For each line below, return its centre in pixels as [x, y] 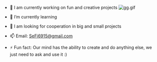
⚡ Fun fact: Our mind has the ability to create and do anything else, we [81, 47]
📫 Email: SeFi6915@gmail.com [41, 36]
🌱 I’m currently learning [33, 17]
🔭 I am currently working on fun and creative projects [64, 8]
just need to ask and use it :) [38, 54]
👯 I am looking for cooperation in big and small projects [65, 26]
